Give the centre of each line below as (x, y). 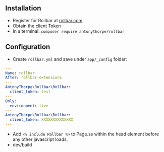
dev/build (22, 145)
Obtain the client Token (37, 26)
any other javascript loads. (40, 139)
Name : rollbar (20, 73)
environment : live (29, 106)
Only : (11, 101)
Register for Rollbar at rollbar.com (47, 20)
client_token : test (30, 92)
